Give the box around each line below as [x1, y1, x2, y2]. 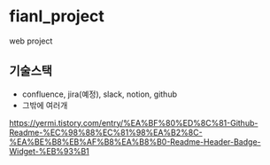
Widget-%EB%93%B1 [9, 145, 90, 156]
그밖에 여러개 [21, 99, 68, 110]
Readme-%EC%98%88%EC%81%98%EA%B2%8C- [9, 127, 203, 137]
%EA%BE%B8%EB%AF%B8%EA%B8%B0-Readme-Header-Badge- [9, 136, 261, 147]
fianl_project [9, 6, 104, 27]
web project [9, 35, 53, 46]
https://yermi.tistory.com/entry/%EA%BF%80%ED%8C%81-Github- [9, 117, 258, 128]
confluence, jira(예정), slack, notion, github [21, 89, 177, 99]
